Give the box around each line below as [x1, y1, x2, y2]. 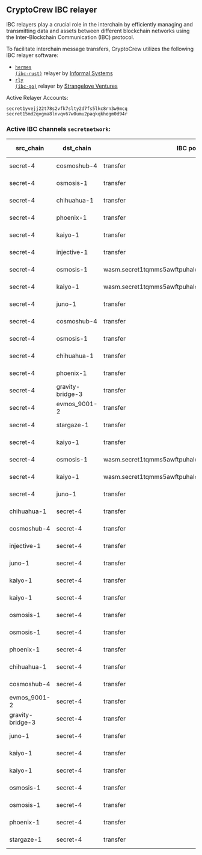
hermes [14, 64, 32, 70]
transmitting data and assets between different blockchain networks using [6, 27, 190, 34]
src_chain [16, 144, 44, 153]
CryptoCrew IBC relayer [6, 5, 97, 15]
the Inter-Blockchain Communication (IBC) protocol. [6, 33, 135, 41]
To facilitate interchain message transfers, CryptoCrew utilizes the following [6, 45, 194, 52]
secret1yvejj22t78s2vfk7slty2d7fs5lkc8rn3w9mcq [6, 105, 128, 112]
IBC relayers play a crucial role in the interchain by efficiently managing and [6, 20, 194, 28]
